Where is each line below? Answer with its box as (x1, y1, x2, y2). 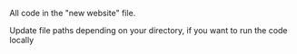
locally (9, 35, 35, 45)
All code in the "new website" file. (9, 8, 136, 18)
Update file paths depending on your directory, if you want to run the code (9, 25, 288, 35)
